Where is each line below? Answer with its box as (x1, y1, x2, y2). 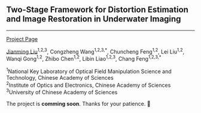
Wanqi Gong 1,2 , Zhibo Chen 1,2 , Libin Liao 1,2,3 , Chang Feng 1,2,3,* (6, 54, 162, 62)
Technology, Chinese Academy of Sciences (6, 74, 114, 81)
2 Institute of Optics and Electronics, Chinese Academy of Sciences (6, 80, 171, 89)
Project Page (6, 35, 38, 42)
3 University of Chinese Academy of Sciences (6, 87, 118, 96)
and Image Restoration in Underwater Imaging (6, 14, 181, 24)
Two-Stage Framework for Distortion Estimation (6, 5, 188, 15)
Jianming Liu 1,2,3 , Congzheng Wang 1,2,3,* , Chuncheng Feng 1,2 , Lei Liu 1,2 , (6, 47, 185, 55)
